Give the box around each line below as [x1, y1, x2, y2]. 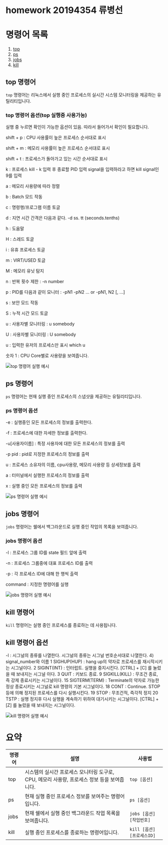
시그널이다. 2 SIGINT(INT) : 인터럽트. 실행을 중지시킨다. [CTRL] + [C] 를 [10, 665, 152, 671]
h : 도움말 [5, 225, 24, 232]
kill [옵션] [129, 827, 156, 833]
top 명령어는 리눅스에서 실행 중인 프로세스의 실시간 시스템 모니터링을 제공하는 [5, 92, 156, 98]
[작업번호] [129, 817, 151, 823]
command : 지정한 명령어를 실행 [5, 581, 69, 587]
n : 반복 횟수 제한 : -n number [5, 279, 64, 285]
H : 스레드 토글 [5, 236, 34, 242]
